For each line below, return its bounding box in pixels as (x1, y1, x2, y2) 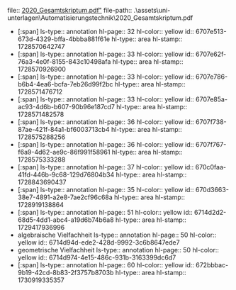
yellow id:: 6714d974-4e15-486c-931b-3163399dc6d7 (17, 253, 176, 262)
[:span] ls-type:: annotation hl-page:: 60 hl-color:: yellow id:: (17, 261, 195, 269)
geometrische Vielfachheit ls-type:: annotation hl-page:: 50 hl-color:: (17, 246, 220, 254)
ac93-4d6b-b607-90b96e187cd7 (17, 103, 116, 111)
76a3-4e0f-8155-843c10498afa (17, 57, 111, 66)
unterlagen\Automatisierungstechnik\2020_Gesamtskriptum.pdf (7, 13, 193, 22)
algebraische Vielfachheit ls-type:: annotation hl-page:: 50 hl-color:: (17, 230, 217, 239)
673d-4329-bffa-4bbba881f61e (17, 35, 111, 43)
